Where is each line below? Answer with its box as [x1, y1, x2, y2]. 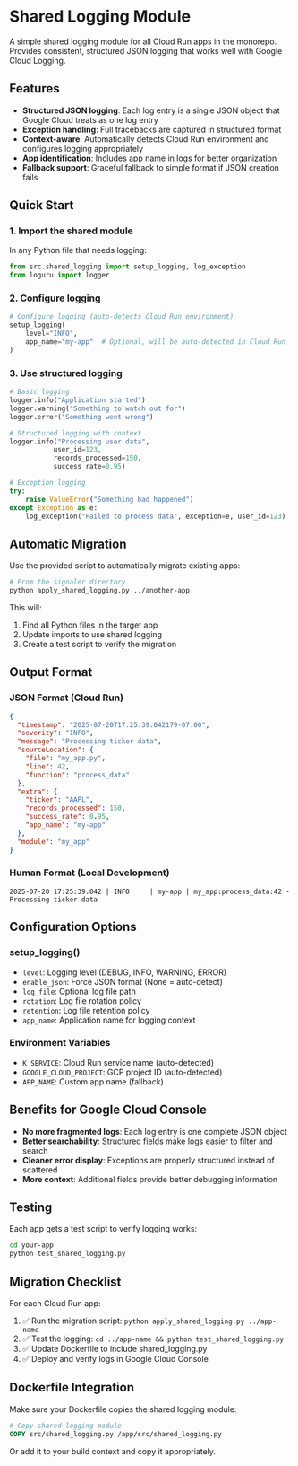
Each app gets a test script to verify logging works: [9, 1224, 198, 1234]
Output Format [9, 664, 93, 680]
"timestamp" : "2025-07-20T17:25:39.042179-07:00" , [17, 720, 210, 729]
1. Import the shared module [9, 224, 134, 237]
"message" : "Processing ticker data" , [17, 737, 163, 746]
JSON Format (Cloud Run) [9, 691, 123, 704]
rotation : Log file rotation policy [21, 995, 141, 1006]
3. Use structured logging [9, 366, 123, 379]
